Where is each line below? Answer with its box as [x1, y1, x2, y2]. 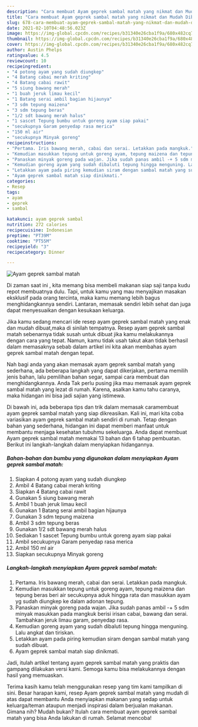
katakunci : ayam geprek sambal [6, 216, 83, 223]
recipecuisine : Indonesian [6, 227, 73, 233]
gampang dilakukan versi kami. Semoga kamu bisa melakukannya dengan [6, 666, 186, 673]
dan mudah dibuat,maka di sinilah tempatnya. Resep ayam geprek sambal [6, 324, 185, 331]
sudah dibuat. [15, 642, 49, 649]
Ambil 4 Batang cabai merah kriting [15, 482, 101, 489]
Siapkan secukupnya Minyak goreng [15, 551, 103, 558]
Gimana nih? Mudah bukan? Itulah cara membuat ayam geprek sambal [6, 708, 177, 715]
